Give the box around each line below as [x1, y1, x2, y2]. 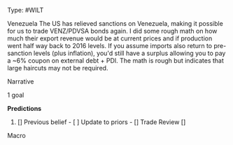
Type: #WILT [7, 6, 44, 14]
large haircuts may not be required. [7, 64, 108, 72]
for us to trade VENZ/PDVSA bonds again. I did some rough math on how [7, 27, 218, 35]
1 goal [7, 91, 24, 99]
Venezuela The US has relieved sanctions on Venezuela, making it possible [7, 20, 224, 27]
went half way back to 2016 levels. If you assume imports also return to [7, 42, 212, 49]
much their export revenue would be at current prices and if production [7, 34, 213, 43]
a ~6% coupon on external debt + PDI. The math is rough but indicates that [7, 56, 224, 65]
